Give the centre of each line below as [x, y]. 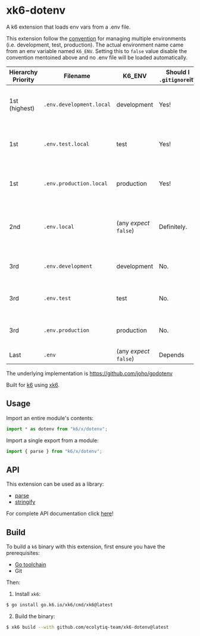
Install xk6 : [27, 594]
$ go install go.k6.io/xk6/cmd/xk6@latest [60, 605]
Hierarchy [24, 72]
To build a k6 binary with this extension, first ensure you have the [86, 547]
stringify [25, 502]
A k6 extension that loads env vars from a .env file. [68, 27]
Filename [77, 76]
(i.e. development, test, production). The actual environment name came [95, 45]
